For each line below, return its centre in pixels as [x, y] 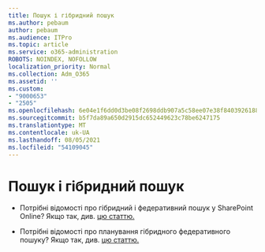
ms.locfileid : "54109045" [50, 147]
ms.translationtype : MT [47, 125]
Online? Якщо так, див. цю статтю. [77, 217]
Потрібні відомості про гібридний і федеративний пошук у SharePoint [136, 208]
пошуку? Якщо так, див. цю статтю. [79, 240]
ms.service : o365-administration [63, 52]
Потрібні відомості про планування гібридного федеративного [125, 232]
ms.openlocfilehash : [42, 111]
